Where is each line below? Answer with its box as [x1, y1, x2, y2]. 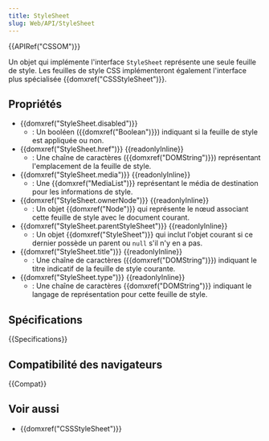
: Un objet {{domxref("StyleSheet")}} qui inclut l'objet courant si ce [31, 230, 253, 240]
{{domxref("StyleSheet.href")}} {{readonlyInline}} [19, 144, 184, 154]
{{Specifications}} [8, 335, 68, 344]
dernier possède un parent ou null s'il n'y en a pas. [31, 238, 203, 248]
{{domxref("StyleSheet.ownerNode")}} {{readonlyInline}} [19, 196, 210, 205]
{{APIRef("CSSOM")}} [8, 41, 81, 51]
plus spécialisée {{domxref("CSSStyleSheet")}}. [8, 74, 167, 84]
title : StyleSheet [8, 11, 70, 20]
